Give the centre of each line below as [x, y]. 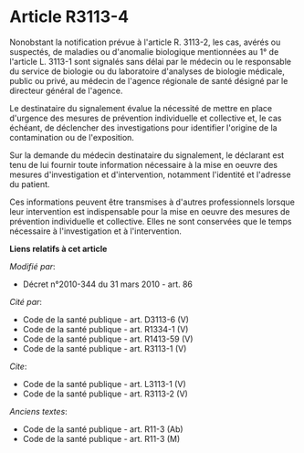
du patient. [30, 184]
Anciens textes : [39, 411]
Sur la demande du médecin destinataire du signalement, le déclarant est [147, 155]
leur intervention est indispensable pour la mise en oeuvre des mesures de [150, 211]
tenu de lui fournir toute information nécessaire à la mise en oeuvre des [144, 164]
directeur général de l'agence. [66, 90]
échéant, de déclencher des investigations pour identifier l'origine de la [143, 127]
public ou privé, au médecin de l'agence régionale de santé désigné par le [149, 80]
